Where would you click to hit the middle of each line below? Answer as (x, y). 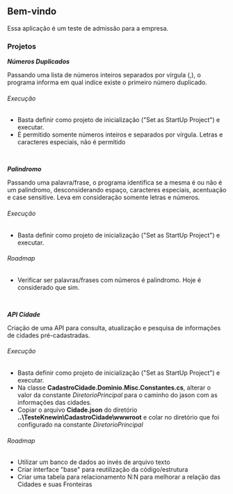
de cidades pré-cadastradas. (49, 335)
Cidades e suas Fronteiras (55, 484)
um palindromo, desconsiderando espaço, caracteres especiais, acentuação (117, 190)
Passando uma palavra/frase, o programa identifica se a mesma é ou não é (115, 183)
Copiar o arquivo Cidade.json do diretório (77, 410)
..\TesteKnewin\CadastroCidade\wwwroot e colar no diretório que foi (118, 417)
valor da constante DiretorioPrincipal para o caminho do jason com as (117, 395)
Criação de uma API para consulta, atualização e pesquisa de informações (114, 327)
